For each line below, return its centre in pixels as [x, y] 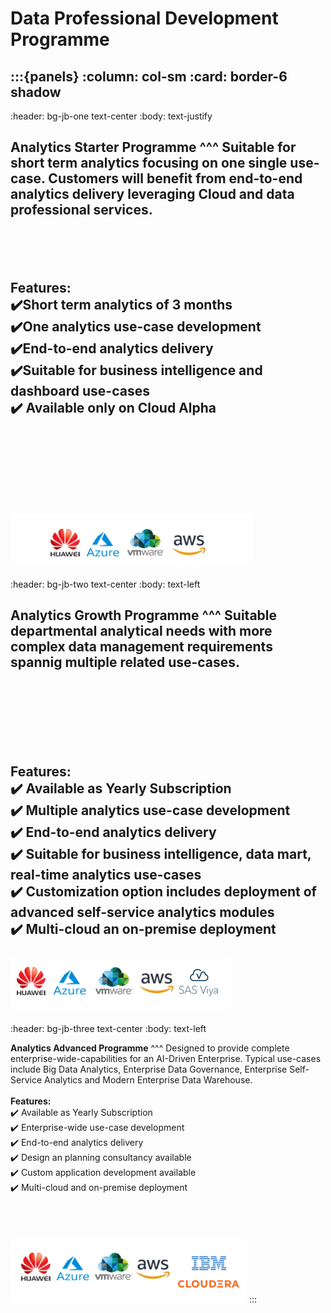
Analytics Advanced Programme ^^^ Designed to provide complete [150, 1048]
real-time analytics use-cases [106, 875]
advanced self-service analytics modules [142, 912]
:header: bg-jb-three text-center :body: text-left [108, 1028]
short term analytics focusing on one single [149, 163]
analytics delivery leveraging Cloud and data [152, 194]
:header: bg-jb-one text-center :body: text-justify [111, 116]
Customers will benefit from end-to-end [175, 178]
